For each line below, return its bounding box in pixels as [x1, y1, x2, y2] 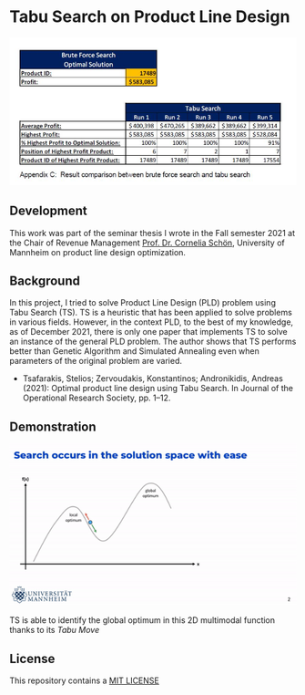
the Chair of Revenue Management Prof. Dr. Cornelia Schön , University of [9, 237, 285, 248]
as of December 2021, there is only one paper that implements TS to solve [9, 327, 289, 337]
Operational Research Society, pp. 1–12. [22, 392, 171, 403]
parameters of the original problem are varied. [9, 356, 182, 367]
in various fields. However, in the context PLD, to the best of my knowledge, [9, 316, 294, 327]
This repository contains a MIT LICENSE [9, 675, 159, 686]
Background [9, 274, 80, 289]
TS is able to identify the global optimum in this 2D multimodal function [9, 615, 276, 626]
